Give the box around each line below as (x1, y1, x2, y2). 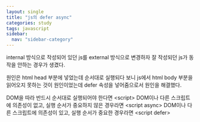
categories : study (6, 20, 52, 26)
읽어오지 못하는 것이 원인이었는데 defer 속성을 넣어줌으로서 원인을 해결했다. (6, 81, 182, 89)
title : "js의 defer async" (6, 14, 72, 20)
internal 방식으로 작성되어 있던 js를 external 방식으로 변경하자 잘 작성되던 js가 (6, 54, 188, 60)
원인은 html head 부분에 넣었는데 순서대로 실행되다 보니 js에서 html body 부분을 (6, 74, 193, 81)
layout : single (6, 8, 44, 15)
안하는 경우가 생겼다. (17, 61, 66, 68)
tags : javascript (6, 25, 50, 32)
